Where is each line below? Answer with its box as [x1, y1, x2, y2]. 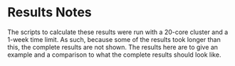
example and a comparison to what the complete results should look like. [7, 50, 221, 59]
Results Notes [7, 4, 93, 21]
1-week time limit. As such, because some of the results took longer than [7, 35, 221, 43]
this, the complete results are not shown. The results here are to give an [7, 43, 219, 51]
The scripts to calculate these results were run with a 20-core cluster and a [7, 28, 229, 36]
